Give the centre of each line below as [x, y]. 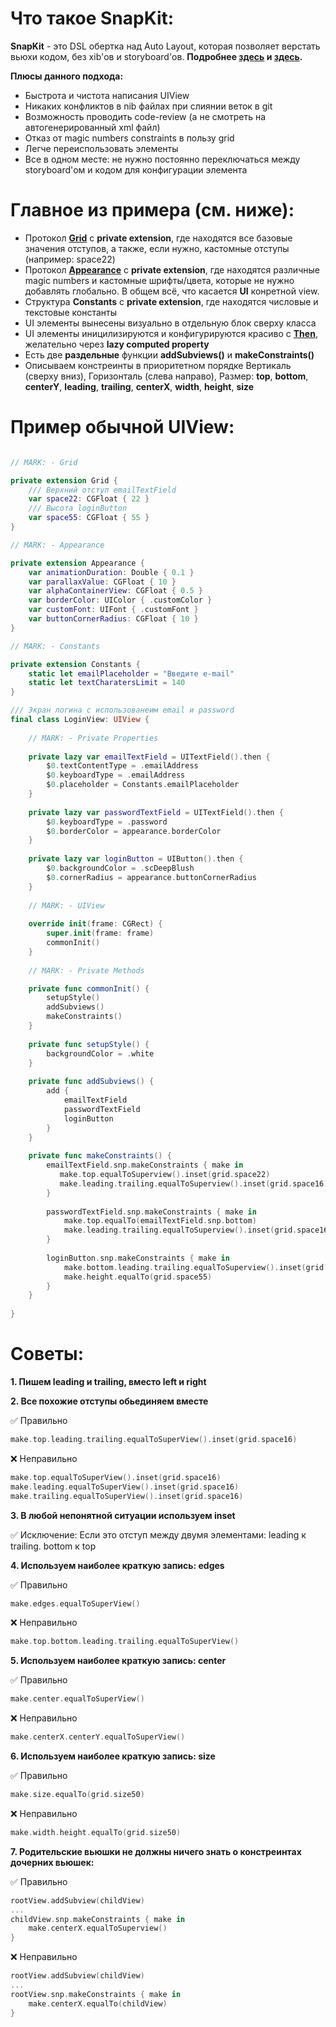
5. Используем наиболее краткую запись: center [118, 1661]
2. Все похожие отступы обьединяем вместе [109, 1401]
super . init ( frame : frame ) [100, 933]
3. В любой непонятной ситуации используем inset [123, 1515]
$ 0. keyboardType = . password [107, 822]
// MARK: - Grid [44, 462]
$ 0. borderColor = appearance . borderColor [134, 831]
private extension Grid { [64, 480]
